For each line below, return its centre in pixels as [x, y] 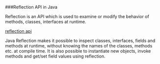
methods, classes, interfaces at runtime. [46, 22]
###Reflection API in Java [31, 7]
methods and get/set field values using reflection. [55, 56]
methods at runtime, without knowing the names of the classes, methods [79, 46]
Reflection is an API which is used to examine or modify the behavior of [77, 16]
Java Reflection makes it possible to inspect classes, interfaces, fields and [80, 41]
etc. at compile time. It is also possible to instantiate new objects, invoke [78, 51]
